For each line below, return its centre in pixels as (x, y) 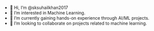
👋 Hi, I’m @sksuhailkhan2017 (39, 8)
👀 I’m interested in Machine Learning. (47, 13)
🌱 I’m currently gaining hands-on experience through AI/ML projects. (79, 18)
